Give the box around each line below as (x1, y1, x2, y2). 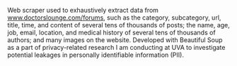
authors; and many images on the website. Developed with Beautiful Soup (7, 36, 223, 44)
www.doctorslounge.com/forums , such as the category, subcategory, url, (7, 13, 221, 22)
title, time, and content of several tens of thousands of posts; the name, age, (7, 21, 230, 29)
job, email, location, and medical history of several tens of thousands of (7, 28, 216, 37)
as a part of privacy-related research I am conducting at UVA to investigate (7, 44, 226, 51)
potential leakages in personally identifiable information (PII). (7, 51, 184, 59)
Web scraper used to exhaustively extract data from (7, 6, 159, 14)
